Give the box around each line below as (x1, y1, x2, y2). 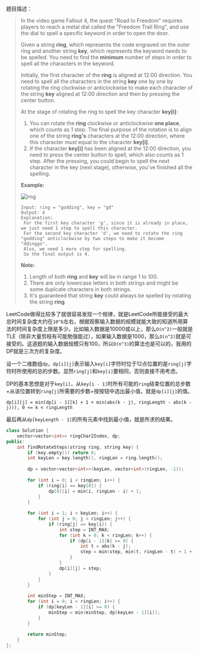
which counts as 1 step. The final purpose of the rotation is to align (29, 126, 192, 133)
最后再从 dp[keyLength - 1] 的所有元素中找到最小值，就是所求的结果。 (6, 416, 176, 423)
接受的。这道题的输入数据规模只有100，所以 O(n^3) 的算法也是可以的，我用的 (6, 340, 192, 347)
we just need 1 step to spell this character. (20, 225, 138, 231)
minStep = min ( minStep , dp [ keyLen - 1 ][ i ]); (48, 610, 161, 615)
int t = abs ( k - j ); (80, 543, 131, 550)
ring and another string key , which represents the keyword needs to (20, 47, 187, 55)
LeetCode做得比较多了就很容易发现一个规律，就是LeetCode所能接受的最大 (6, 311, 189, 317)
